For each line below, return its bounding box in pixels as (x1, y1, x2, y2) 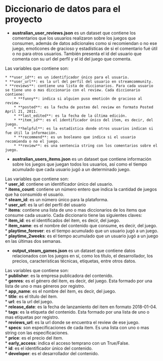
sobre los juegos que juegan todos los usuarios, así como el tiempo (12, 161, 147, 167)
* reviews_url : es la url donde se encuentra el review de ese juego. (5, 319, 140, 325)
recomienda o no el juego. (5, 139, 60, 144)
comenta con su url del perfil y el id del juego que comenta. (12, 56, 132, 62)
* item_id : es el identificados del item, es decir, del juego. (5, 217, 120, 223)
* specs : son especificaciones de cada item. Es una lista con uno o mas (5, 324, 149, 330)
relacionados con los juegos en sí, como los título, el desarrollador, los (12, 253, 153, 258)
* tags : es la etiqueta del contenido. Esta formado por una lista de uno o (5, 309, 150, 315)
